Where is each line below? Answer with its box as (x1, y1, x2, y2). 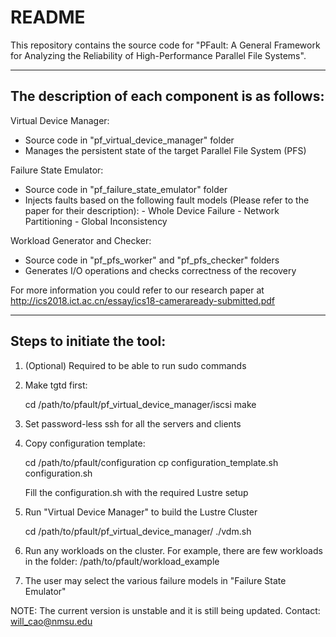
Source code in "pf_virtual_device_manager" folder (24, 134, 235, 146)
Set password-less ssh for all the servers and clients (24, 417, 242, 430)
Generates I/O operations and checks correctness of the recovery (24, 264, 297, 276)
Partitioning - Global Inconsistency (24, 215, 168, 227)
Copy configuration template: (24, 437, 146, 449)
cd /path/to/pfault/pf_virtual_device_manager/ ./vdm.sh (24, 525, 252, 537)
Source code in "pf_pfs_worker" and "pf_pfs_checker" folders (24, 254, 280, 266)
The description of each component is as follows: (10, 88, 325, 105)
